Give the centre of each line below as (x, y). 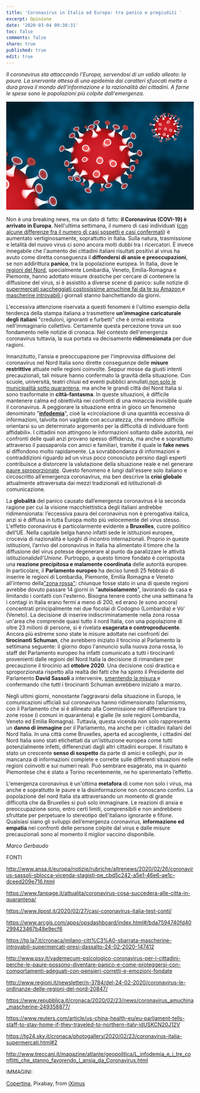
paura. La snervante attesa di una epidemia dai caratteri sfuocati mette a (97, 80)
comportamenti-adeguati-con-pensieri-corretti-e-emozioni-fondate (89, 971)
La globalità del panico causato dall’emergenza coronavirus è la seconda (96, 501)
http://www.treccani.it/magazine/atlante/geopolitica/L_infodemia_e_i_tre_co (99, 1054)
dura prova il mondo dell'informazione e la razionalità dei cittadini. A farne (98, 87)
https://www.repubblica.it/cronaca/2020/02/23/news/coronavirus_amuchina (100, 1000)
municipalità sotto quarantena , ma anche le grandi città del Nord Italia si (94, 388)
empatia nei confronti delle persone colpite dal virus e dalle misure (88, 828)
